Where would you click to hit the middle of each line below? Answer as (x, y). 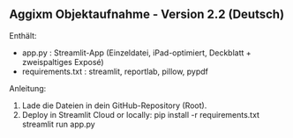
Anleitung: (28, 88)
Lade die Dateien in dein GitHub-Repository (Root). (114, 105)
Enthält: (23, 35)
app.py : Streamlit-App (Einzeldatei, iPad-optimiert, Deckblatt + (136, 53)
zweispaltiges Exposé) (63, 62)
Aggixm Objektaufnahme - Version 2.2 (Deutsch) (147, 15)
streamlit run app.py (58, 124)
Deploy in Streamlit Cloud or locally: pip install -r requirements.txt (141, 114)
